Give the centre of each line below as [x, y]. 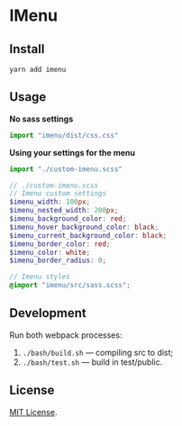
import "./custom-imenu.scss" [66, 169]
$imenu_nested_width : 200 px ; [64, 211]
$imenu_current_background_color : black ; [88, 235]
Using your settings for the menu [73, 152]
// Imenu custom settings [58, 194]
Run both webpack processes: [66, 335]
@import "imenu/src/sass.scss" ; [70, 286]
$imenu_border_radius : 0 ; [58, 261]
